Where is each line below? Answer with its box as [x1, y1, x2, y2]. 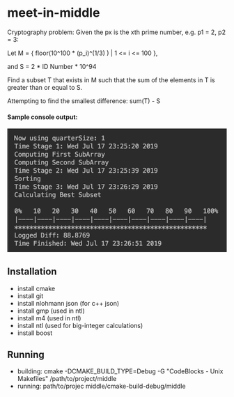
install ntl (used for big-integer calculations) [17, 321, 143, 329]
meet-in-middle [7, 5, 100, 21]
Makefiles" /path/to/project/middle [17, 375, 117, 383]
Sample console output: [7, 113, 78, 121]
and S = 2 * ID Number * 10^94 [7, 62, 97, 70]
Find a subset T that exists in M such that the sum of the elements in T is [7, 75, 215, 84]
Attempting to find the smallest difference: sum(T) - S [7, 96, 161, 105]
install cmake [17, 284, 56, 293]
